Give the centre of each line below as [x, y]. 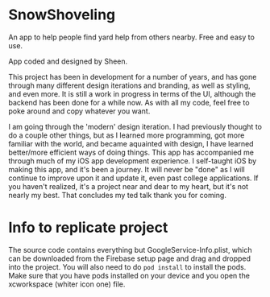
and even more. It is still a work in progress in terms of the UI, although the [132, 93]
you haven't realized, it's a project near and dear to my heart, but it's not [128, 186]
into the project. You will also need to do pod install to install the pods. [127, 266]
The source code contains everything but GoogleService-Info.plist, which [130, 250]
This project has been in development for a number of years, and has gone [133, 76]
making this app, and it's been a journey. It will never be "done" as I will [127, 169]
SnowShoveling [62, 15]
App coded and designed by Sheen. [68, 61]
